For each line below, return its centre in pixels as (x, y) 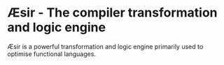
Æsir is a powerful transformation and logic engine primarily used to (105, 46)
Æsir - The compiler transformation (113, 13)
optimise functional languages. (52, 54)
